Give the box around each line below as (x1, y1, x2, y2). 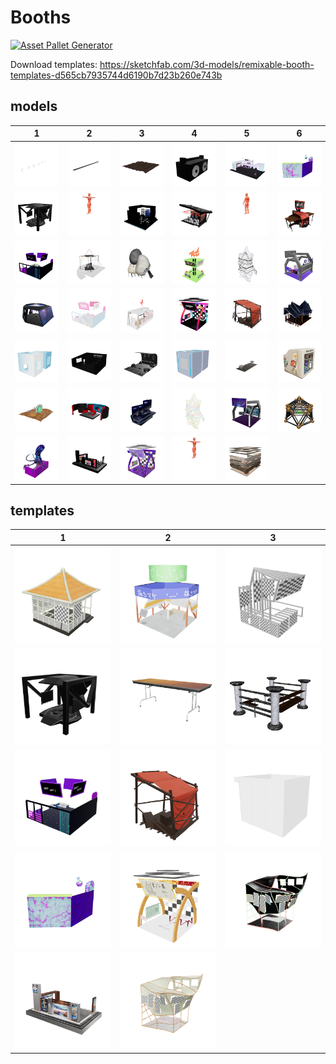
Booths (10, 6, 72, 29)
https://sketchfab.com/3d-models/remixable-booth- (99, 58, 315, 70)
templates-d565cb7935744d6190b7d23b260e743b (10, 69, 223, 81)
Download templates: (10, 58, 98, 70)
